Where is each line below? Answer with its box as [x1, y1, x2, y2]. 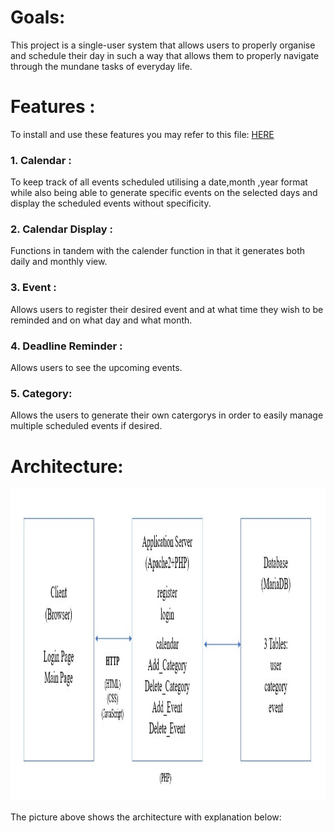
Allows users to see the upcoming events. [10, 362, 183, 374]
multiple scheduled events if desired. [10, 420, 163, 432]
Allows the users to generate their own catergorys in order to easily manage [10, 409, 324, 421]
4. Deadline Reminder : [10, 339, 123, 353]
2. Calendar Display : [10, 222, 114, 236]
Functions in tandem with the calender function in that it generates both [10, 245, 306, 257]
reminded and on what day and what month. [10, 314, 193, 326]
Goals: [10, 6, 66, 29]
